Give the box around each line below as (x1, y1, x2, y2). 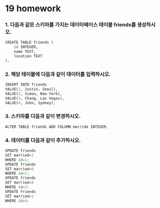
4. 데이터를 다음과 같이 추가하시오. (5, 137, 81, 143)
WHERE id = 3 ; (5, 185, 29, 189)
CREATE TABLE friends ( (5, 40, 54, 45)
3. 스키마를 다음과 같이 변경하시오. (5, 113, 81, 120)
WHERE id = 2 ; (5, 171, 29, 176)
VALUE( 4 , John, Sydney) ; (5, 100, 56, 105)
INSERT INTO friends (5, 82, 47, 87)
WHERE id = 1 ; (5, 157, 29, 162)
